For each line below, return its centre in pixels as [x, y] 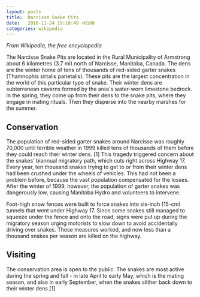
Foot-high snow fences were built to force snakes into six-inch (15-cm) [93, 204]
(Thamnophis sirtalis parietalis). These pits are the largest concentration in [98, 76]
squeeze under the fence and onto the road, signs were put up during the [97, 217]
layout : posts [24, 12]
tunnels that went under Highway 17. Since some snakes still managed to [96, 211]
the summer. [22, 108]
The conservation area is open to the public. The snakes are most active [95, 269]
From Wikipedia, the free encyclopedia [54, 46]
